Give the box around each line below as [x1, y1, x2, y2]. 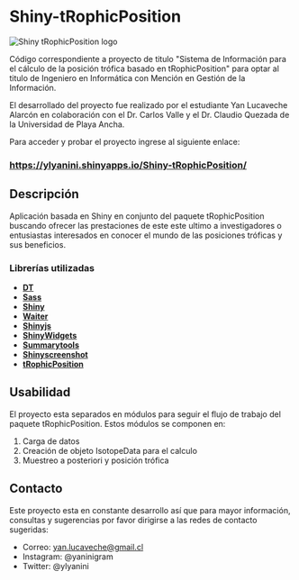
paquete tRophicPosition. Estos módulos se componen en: [9, 418, 226, 429]
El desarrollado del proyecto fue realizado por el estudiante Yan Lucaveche [9, 99, 288, 110]
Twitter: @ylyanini [22, 560, 90, 571]
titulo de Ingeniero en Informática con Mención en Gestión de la [9, 72, 246, 83]
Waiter [22, 311, 49, 322]
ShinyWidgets [22, 330, 77, 340]
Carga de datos [22, 435, 80, 447]
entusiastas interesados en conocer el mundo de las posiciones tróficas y [9, 230, 283, 240]
